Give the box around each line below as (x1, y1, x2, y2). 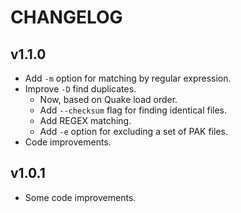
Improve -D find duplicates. (24, 83, 137, 95)
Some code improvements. (24, 191, 137, 203)
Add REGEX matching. (39, 115, 132, 126)
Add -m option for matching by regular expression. (24, 72, 232, 84)
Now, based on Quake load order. (39, 94, 178, 105)
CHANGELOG (10, 6, 123, 29)
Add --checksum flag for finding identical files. (39, 104, 228, 116)
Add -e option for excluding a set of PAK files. (39, 126, 228, 137)
